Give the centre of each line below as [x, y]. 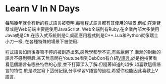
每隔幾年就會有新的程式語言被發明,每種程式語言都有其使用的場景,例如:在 [79, 23]
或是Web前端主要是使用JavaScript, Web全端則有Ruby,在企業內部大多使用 [84, 29]
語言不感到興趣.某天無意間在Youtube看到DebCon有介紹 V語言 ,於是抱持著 [79, 58]
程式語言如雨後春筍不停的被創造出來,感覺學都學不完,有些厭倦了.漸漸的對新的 [83, 52]
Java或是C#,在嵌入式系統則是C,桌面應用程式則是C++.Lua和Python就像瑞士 [82, 35]
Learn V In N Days [43, 9]
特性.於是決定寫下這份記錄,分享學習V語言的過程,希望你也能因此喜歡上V [86, 70]
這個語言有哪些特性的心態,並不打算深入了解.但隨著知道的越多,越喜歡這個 [83, 64]
